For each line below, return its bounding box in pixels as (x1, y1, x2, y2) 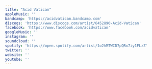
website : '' (5, 52, 29, 57)
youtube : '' (5, 57, 29, 62)
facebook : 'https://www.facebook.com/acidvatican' (5, 25, 111, 30)
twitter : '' (5, 48, 29, 52)
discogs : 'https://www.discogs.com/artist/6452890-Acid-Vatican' (5, 20, 141, 26)
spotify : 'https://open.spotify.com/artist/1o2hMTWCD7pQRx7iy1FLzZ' (5, 43, 148, 48)
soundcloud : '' (5, 39, 36, 44)
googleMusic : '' (5, 30, 38, 34)
